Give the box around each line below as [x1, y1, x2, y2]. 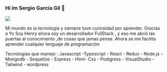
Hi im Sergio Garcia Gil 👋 [5, 4, 65, 11]
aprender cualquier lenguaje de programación [5, 41, 100, 47]
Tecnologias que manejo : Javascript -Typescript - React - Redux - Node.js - [5, 51, 163, 57]
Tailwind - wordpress [5, 61, 49, 67]
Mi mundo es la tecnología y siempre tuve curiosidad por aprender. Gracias [5, 25, 160, 31]
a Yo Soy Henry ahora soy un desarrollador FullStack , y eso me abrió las [5, 30, 155, 36]
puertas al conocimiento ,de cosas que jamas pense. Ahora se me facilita [5, 36, 156, 42]
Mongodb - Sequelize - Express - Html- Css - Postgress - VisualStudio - [5, 56, 154, 62]
